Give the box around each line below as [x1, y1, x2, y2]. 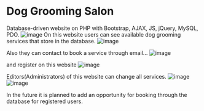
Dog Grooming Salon [6, 4, 114, 18]
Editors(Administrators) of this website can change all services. [6, 73, 167, 80]
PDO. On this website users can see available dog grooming [6, 30, 181, 38]
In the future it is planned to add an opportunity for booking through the [6, 91, 187, 98]
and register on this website [6, 61, 77, 68]
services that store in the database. [6, 37, 96, 45]
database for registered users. [6, 98, 83, 105]
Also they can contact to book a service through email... [6, 49, 148, 56]
